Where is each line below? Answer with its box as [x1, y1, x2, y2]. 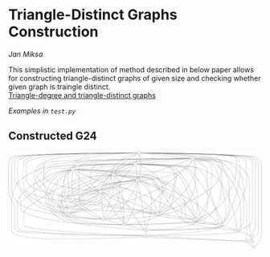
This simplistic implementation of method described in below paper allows [8, 64, 255, 74]
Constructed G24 [8, 129, 97, 143]
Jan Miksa [8, 49, 43, 59]
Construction [8, 22, 99, 41]
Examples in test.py [8, 106, 76, 116]
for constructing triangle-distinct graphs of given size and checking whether [8, 73, 261, 83]
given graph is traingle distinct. [8, 82, 111, 92]
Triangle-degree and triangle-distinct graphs [8, 90, 157, 100]
